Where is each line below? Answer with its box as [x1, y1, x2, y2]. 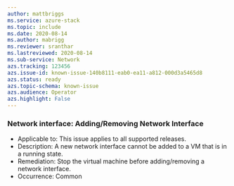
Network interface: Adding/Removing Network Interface [7, 118, 204, 128]
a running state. [17, 149, 63, 159]
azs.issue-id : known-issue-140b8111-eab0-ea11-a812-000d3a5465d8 [7, 69, 202, 76]
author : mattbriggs [7, 10, 65, 18]
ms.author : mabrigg [7, 37, 65, 44]
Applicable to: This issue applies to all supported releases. [17, 135, 186, 143]
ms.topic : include [7, 23, 61, 30]
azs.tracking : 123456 [7, 63, 71, 70]
